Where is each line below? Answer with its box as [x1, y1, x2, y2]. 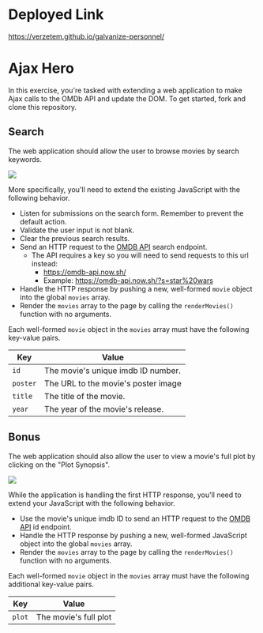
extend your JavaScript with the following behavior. [8, 498, 175, 507]
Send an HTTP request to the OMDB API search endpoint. [19, 242, 208, 251]
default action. [19, 217, 67, 226]
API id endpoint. [19, 522, 73, 531]
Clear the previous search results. [19, 233, 130, 243]
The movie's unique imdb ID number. [44, 365, 182, 376]
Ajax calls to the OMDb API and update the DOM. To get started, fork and [8, 93, 246, 104]
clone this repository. [8, 102, 77, 111]
